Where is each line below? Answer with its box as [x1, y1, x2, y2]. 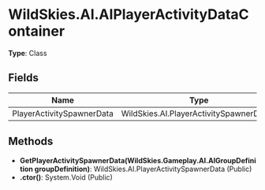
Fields [8, 71, 39, 84]
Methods [8, 135, 54, 148]
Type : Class [8, 48, 47, 58]
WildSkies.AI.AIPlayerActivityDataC [8, 6, 250, 24]
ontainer [8, 22, 65, 40]
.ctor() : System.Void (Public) [19, 172, 113, 182]
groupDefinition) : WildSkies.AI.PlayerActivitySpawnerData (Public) [34, 164, 252, 173]
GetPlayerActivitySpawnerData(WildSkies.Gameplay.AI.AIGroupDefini [19, 155, 256, 165]
